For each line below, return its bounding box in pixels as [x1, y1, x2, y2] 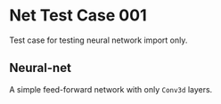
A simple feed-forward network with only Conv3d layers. [9, 84, 213, 94]
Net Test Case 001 [9, 5, 147, 26]
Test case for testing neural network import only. [9, 35, 188, 45]
